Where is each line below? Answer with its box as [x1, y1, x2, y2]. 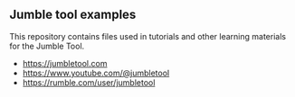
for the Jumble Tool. [9, 40, 85, 51]
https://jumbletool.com [22, 57, 108, 68]
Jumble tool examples [9, 7, 137, 22]
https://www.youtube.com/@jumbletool [22, 67, 170, 78]
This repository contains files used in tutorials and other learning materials [9, 31, 287, 41]
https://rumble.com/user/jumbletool [22, 76, 156, 88]
